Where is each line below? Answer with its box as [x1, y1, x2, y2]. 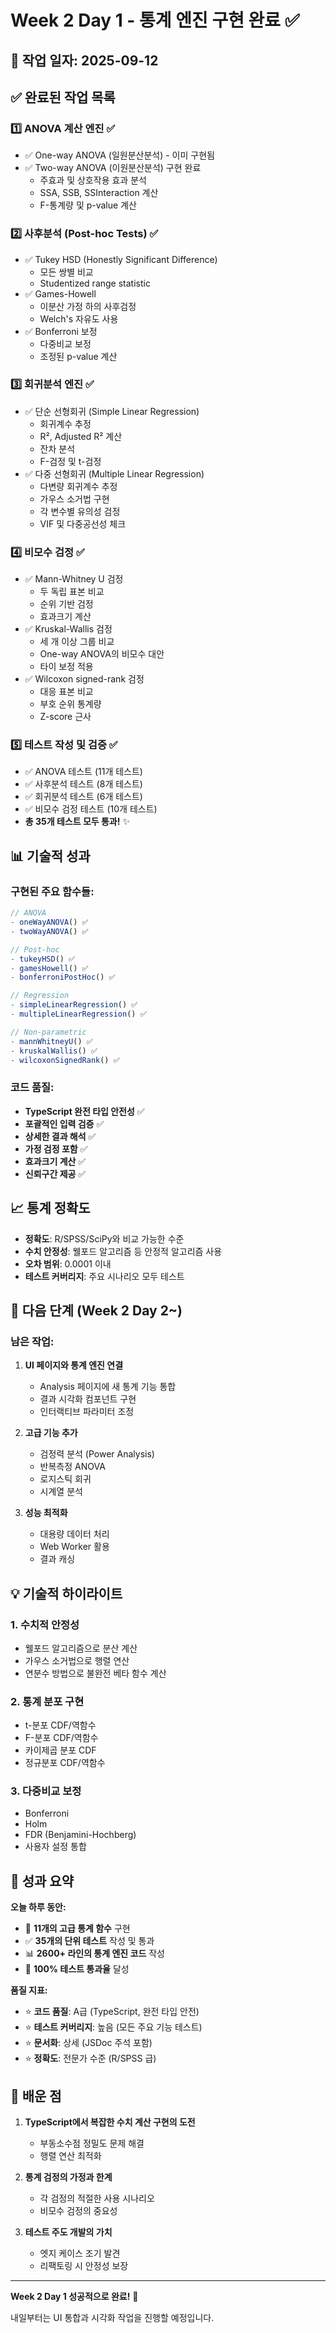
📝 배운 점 [10, 2087, 62, 2105]
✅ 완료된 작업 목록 [10, 89, 116, 106]
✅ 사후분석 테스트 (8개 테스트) [24, 778, 143, 790]
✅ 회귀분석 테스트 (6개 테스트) [24, 791, 143, 803]
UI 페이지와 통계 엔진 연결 [24, 1359, 124, 1371]
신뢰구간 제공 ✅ [24, 1167, 87, 1180]
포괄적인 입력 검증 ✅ [24, 1117, 105, 1130]
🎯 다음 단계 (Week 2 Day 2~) [10, 1302, 183, 1319]
